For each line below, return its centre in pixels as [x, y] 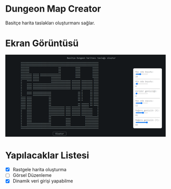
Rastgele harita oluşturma [39, 170]
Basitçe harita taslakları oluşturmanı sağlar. [50, 23]
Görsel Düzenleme [32, 175]
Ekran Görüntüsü [42, 43]
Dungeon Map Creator [53, 9]
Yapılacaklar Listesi [47, 156]
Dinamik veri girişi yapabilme [43, 181]
